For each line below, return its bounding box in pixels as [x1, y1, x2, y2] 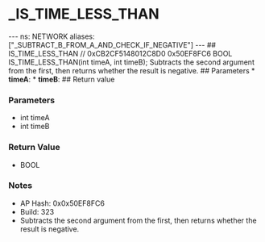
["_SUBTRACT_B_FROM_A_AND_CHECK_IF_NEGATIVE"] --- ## [8, 40, 216, 49]
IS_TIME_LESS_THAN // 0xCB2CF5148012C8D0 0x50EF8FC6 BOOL [8, 48, 233, 58]
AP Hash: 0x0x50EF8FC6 [19, 198, 105, 208]
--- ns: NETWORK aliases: [8, 31, 95, 41]
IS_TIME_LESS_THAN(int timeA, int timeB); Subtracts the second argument [8, 57, 255, 67]
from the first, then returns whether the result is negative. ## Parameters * [8, 65, 255, 75]
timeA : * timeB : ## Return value [8, 74, 115, 84]
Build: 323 [19, 207, 55, 216]
